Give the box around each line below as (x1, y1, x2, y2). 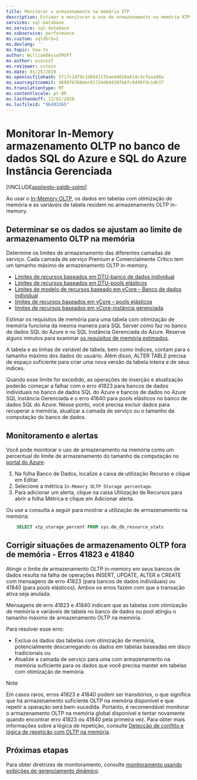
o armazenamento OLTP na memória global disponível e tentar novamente (6, 709, 185, 717)
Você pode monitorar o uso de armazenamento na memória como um (6, 446, 174, 453)
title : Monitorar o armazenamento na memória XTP (6, 8, 130, 15)
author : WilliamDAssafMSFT (6, 52, 72, 58)
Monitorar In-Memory (6, 127, 114, 140)
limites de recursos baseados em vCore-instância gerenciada (14, 304, 164, 312)
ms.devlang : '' (6, 42, 43, 48)
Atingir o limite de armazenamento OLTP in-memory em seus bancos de (6, 565, 181, 572)
